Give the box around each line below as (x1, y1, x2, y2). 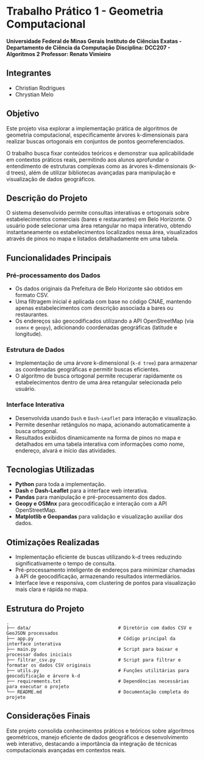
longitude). (15, 331, 43, 338)
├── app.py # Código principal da (6, 636, 175, 642)
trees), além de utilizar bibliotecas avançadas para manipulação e (11, 169, 176, 176)
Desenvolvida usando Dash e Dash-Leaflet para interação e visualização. (15, 414, 198, 421)
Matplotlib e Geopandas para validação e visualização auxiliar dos (15, 513, 183, 520)
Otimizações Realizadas (6, 537, 100, 547)
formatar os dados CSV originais (6, 662, 91, 669)
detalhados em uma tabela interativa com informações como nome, (15, 440, 185, 448)
